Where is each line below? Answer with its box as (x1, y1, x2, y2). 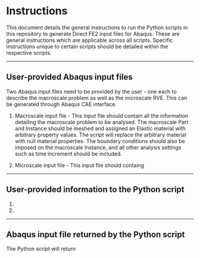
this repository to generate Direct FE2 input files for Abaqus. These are (6, 30, 180, 37)
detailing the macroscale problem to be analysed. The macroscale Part (14, 118, 189, 126)
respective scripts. (6, 49, 52, 56)
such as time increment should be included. (14, 150, 122, 157)
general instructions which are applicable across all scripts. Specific (6, 36, 173, 43)
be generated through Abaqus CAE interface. (6, 100, 117, 108)
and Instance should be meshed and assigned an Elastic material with (14, 125, 186, 132)
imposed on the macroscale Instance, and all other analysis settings (14, 144, 182, 151)
